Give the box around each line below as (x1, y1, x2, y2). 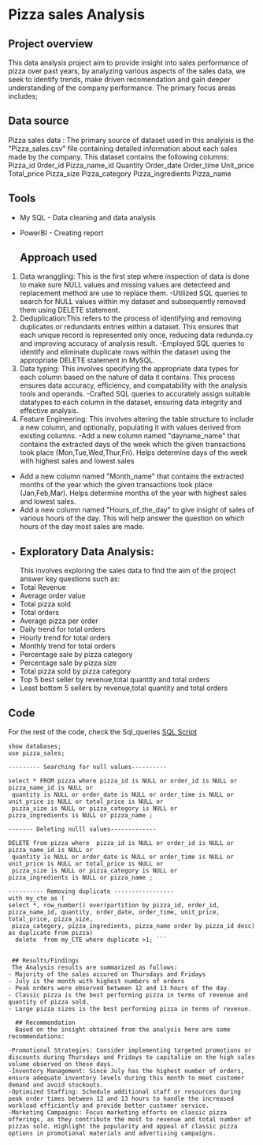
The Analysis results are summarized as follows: (11, 963, 178, 972)
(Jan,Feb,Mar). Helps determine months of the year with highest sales (19, 488, 247, 498)
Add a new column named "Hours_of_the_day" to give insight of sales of (19, 505, 254, 515)
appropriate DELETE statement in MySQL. (19, 355, 155, 365)
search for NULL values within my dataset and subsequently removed (19, 297, 246, 306)
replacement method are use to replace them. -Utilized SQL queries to (19, 288, 248, 298)
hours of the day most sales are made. (19, 522, 145, 531)
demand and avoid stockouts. (8, 1081, 104, 1089)
